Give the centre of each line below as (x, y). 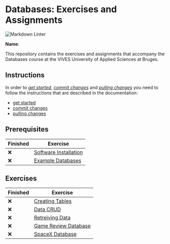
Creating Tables (53, 201)
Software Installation (58, 152)
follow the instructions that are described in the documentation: (72, 93)
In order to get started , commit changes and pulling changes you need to (82, 87)
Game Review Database (62, 226)
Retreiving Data (52, 218)
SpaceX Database (55, 234)
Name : (12, 44)
